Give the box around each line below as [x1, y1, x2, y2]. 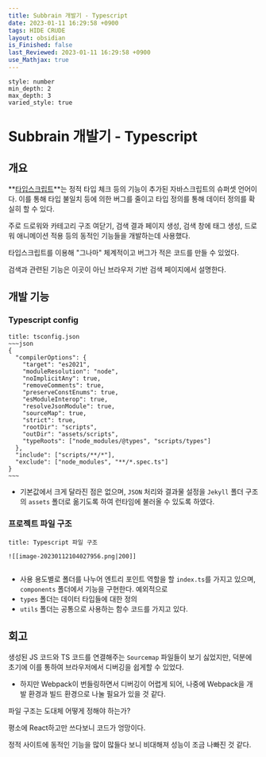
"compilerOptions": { [15, 353, 87, 362]
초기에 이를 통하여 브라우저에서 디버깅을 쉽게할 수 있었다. [8, 662, 184, 672]
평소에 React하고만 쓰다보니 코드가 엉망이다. [8, 723, 146, 732]
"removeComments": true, [22, 381, 105, 390]
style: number [8, 77, 56, 86]
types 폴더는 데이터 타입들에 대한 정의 [19, 594, 137, 604]
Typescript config [8, 315, 79, 326]
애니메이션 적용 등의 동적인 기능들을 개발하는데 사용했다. [16, 231, 191, 240]
